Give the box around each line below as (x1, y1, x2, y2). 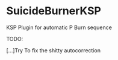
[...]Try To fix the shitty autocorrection (6, 46, 101, 54)
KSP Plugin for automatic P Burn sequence (6, 24, 113, 31)
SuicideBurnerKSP (6, 4, 101, 18)
